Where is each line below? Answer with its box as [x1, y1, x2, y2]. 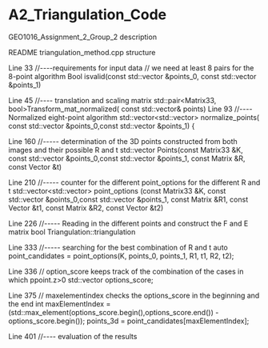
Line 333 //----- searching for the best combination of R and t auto [8, 242, 228, 252]
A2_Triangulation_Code [8, 6, 167, 24]
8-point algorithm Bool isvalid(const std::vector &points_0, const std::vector [8, 71, 257, 81]
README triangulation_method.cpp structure [8, 47, 156, 57]
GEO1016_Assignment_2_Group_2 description [8, 32, 158, 42]
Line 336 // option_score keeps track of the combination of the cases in [8, 266, 244, 276]
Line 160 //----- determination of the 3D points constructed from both [8, 136, 238, 146]
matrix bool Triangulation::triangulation [8, 226, 136, 237]
